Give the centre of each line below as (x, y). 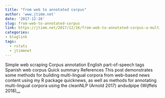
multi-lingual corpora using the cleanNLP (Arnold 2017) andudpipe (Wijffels (81, 85)
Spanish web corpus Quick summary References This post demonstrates (79, 70)
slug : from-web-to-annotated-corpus (42, 23)
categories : (17, 32)
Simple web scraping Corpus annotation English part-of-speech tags (75, 65)
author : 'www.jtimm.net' (30, 14)
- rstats (18, 46)
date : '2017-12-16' (25, 19)
